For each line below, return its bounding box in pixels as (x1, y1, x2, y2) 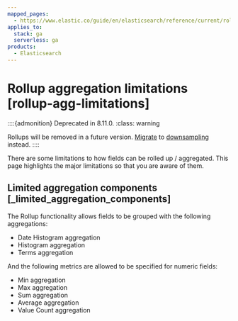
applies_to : (7, 23, 42, 30)
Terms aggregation (17, 248, 74, 257)
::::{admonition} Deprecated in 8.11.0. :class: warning (7, 118, 161, 128)
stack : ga (13, 30, 42, 38)
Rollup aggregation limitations (7, 81, 188, 96)
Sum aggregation (17, 291, 69, 299)
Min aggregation (17, 276, 66, 284)
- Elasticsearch (13, 50, 62, 57)
